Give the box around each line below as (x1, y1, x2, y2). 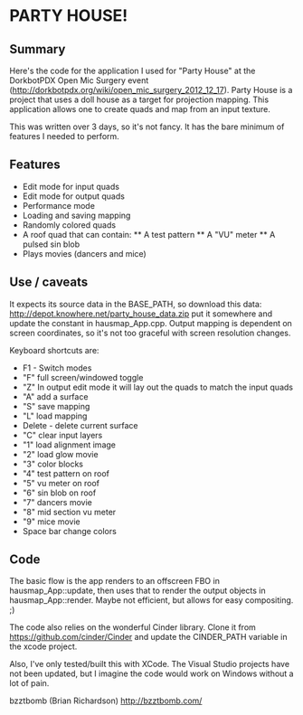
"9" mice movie (22, 516, 81, 527)
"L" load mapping (22, 410, 88, 421)
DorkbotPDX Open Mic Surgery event (9, 75, 149, 86)
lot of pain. (9, 678, 50, 689)
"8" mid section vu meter (22, 506, 117, 517)
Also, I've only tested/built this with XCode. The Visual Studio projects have (9, 659, 290, 670)
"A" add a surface (22, 390, 89, 402)
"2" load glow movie (22, 448, 99, 459)
